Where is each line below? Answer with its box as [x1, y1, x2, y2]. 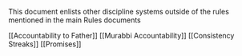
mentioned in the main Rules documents [8, 15, 142, 25]
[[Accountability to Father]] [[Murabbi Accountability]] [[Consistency [8, 31, 235, 40]
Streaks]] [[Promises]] [8, 39, 82, 49]
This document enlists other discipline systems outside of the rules [8, 7, 230, 16]
